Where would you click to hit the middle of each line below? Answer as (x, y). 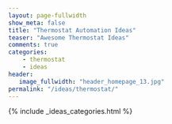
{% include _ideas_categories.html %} (71, 111)
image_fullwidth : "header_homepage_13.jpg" (92, 81)
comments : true (33, 45)
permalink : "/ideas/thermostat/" (63, 89)
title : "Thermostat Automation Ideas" (72, 30)
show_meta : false (37, 23)
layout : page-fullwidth (48, 15)
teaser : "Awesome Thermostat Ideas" (69, 38)
